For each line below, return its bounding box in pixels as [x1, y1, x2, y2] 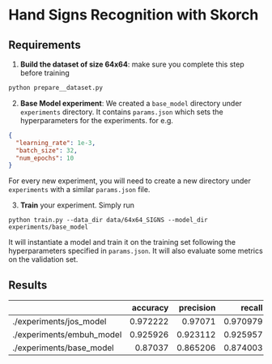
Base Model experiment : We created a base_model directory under [19, 98, 243, 108]
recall [240, 302, 263, 314]
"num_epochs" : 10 [15, 154, 74, 162]
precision [178, 302, 216, 314]
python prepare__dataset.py [8, 84, 104, 92]
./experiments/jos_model [12, 316, 107, 328]
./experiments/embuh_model [12, 329, 122, 340]
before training [19, 68, 70, 78]
